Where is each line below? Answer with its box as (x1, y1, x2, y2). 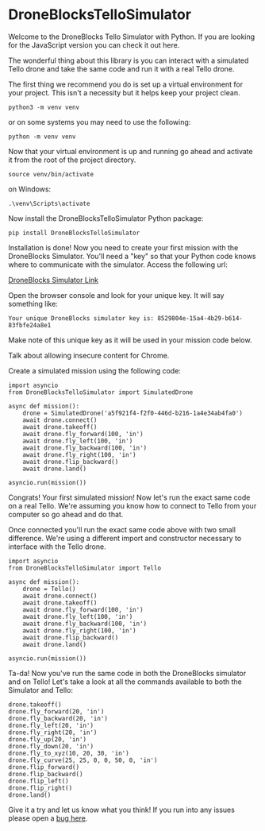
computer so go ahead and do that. (8, 509, 124, 519)
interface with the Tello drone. (8, 542, 106, 551)
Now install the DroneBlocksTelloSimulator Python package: (8, 213, 204, 223)
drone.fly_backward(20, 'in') (8, 714, 109, 722)
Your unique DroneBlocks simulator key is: (8, 314, 155, 323)
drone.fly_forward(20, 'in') (8, 707, 105, 716)
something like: (8, 299, 58, 308)
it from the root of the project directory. (8, 155, 136, 164)
